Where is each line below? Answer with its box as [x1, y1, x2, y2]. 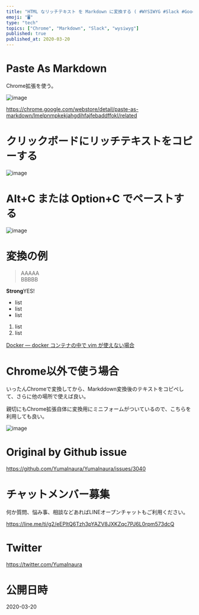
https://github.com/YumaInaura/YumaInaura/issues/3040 [6, 465, 146, 472]
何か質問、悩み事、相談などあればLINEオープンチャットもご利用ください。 [6, 508, 188, 515]
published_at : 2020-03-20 [6, 36, 70, 42]
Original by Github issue [6, 445, 127, 459]
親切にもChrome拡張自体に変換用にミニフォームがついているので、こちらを [6, 405, 191, 413]
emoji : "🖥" [6, 14, 34, 20]
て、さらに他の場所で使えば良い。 [6, 392, 89, 400]
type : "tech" [6, 20, 38, 26]
